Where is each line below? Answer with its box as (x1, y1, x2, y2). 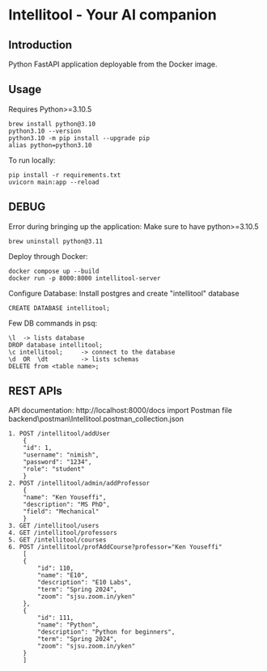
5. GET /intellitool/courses (8, 536, 107, 544)
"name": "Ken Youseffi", (23, 494, 107, 502)
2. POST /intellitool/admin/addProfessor (8, 479, 150, 487)
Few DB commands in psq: (8, 318, 98, 328)
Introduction (8, 38, 73, 52)
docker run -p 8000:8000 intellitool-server (8, 274, 161, 282)
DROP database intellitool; (8, 341, 104, 349)
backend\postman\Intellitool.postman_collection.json (8, 414, 184, 424)
